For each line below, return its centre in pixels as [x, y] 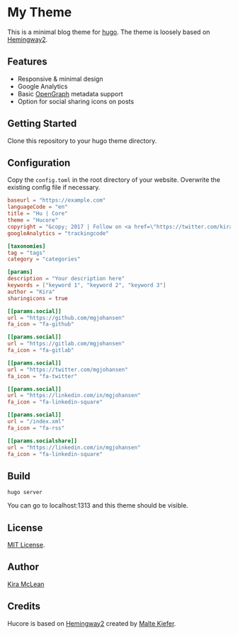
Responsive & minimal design [60, 79]
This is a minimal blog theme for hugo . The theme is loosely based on [109, 32]
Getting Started [42, 124]
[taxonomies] [27, 246]
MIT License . [26, 545]
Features [27, 62]
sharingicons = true [38, 298]
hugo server [25, 493]
